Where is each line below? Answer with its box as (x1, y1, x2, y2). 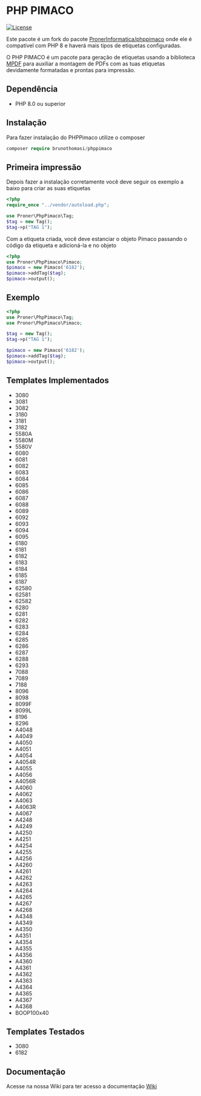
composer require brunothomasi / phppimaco (6, 145, 113, 151)
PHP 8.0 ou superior (15, 100, 66, 107)
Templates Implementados (6, 375, 110, 386)
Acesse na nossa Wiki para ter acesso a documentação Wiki (6, 1083, 157, 1090)
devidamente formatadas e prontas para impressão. (6, 66, 136, 73)
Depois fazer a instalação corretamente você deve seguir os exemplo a (6, 178, 184, 185)
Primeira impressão (6, 162, 82, 173)
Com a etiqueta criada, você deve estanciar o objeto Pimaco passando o (6, 235, 188, 242)
